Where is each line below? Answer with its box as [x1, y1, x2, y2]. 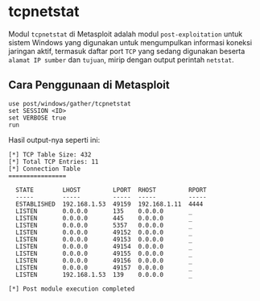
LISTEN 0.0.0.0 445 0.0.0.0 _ [15, 214, 193, 222]
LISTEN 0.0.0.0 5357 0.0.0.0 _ [15, 221, 193, 229]
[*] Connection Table [8, 165, 81, 173]
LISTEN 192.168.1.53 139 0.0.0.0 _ [15, 270, 193, 278]
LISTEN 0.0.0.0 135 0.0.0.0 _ [15, 207, 193, 215]
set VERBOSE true [8, 114, 67, 122]
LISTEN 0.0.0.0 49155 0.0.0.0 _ [15, 249, 193, 257]
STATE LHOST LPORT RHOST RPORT [15, 186, 207, 194]
